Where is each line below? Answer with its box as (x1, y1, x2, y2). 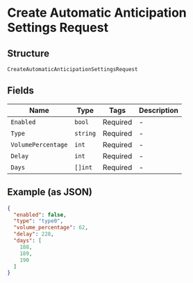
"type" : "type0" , (13, 217, 64, 224)
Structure (7, 47, 50, 59)
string (74, 129, 96, 137)
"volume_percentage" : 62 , (13, 224, 89, 231)
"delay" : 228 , (13, 231, 54, 238)
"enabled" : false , (13, 211, 67, 218)
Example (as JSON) (7, 186, 92, 198)
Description (138, 105, 178, 115)
